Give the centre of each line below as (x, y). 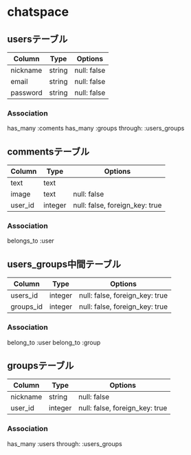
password (26, 92)
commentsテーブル (48, 152)
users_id (24, 296)
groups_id (27, 307)
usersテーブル (37, 39)
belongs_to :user (31, 241)
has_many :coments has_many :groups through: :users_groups (96, 129)
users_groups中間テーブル (64, 264)
